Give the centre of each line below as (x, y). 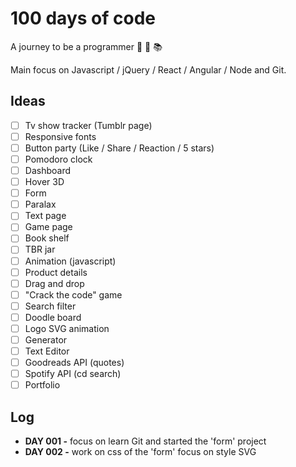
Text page (45, 216)
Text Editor (47, 351)
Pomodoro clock (58, 159)
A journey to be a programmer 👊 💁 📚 (86, 46)
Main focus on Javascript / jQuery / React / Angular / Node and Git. (148, 69)
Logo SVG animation (67, 328)
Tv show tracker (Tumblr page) (88, 125)
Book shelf (47, 238)
